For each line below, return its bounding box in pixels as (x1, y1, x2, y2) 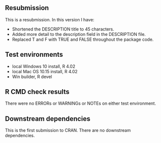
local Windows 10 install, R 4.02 (12, 63, 76, 69)
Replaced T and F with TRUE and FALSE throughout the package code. (12, 36, 154, 42)
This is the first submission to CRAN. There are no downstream (5, 127, 131, 133)
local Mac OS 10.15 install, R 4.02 (12, 68, 78, 74)
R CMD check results (5, 88, 70, 96)
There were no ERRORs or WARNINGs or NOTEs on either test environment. (5, 100, 156, 106)
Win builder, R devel (12, 74, 52, 79)
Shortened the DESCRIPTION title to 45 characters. (12, 26, 114, 32)
